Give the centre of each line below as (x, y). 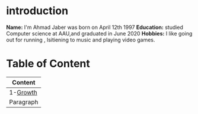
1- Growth (23, 92)
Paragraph (24, 102)
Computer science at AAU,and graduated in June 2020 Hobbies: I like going (99, 33)
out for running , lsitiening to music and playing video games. (81, 40)
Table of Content (48, 64)
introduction (37, 11)
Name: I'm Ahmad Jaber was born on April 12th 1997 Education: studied (95, 27)
